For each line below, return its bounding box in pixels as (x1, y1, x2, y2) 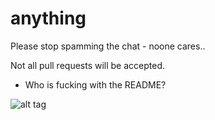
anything (10, 7, 87, 30)
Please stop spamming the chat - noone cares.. (10, 40, 206, 52)
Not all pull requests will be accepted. (10, 59, 166, 71)
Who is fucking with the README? (24, 78, 167, 91)
